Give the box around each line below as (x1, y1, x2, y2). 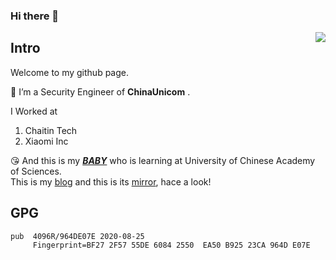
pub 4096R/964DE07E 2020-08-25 (10, 231, 145, 241)
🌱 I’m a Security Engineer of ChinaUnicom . (10, 85, 191, 98)
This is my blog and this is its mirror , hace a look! (10, 175, 212, 188)
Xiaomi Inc (24, 135, 69, 147)
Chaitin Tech (24, 124, 78, 136)
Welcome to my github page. (10, 66, 130, 78)
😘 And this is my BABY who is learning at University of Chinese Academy (10, 154, 316, 166)
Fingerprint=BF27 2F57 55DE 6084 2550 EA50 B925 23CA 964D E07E (32, 240, 311, 250)
